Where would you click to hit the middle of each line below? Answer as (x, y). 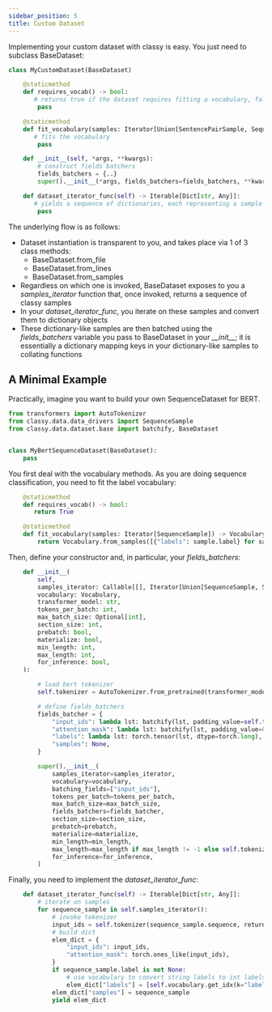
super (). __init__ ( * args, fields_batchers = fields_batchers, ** (144, 181)
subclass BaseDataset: (47, 55)
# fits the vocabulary (72, 137)
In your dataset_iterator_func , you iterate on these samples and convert (140, 311)
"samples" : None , (81, 744)
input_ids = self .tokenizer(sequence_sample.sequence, (146, 925)
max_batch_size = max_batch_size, (106, 804)
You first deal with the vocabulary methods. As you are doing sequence (127, 474)
